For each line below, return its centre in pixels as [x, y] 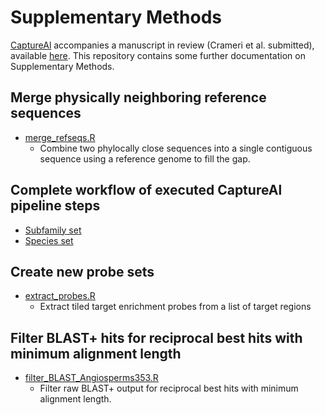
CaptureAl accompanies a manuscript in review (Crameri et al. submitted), [162, 45]
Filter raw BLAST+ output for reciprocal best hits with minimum [169, 388]
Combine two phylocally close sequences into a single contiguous [176, 148]
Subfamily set [53, 230]
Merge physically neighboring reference [138, 97]
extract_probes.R [60, 296]
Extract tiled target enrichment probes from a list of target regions [175, 307]
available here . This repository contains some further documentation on [158, 55]
